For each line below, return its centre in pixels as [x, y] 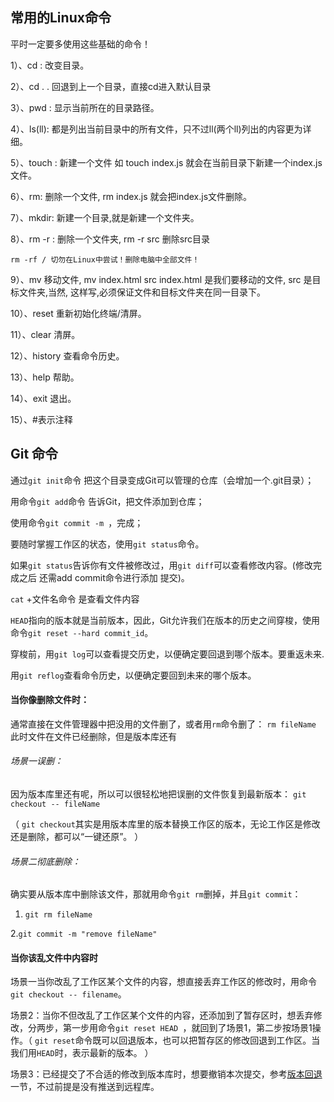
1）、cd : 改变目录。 [50, 65]
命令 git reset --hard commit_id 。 [82, 632]
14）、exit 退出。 [43, 398]
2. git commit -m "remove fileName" [84, 934]
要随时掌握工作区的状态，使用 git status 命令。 [107, 544]
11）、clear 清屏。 [45, 334]
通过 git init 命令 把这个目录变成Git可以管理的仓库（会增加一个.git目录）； [162, 480]
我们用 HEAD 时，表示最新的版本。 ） [82, 1053]
